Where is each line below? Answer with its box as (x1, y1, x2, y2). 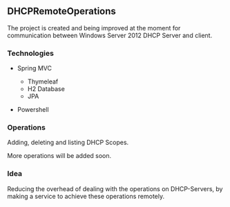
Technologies (7, 48, 54, 58)
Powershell (17, 106, 50, 114)
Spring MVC (17, 64, 52, 72)
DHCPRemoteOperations (7, 6, 116, 17)
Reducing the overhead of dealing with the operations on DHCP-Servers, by (7, 184, 223, 193)
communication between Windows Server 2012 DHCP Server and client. (7, 31, 213, 39)
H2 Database (27, 85, 66, 93)
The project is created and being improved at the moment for (7, 23, 181, 32)
